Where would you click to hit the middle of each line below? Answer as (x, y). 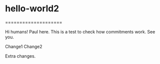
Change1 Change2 (24, 46)
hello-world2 (32, 9)
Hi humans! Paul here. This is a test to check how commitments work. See (80, 32)
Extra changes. (20, 56)
